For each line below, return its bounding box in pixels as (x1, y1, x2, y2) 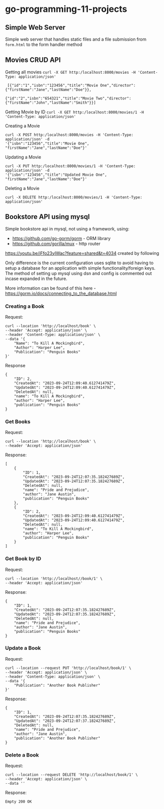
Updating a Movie (5, 154, 41, 160)
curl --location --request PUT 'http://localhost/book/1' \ (5, 666, 132, 670)
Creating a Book (5, 303, 44, 310)
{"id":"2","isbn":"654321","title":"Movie (5, 95, 94, 101)
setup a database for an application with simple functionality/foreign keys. (5, 265, 156, 271)
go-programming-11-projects (5, 3, 127, 15)
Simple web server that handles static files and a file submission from (5, 36, 147, 42)
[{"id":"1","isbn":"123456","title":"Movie (7, 83, 98, 88)
